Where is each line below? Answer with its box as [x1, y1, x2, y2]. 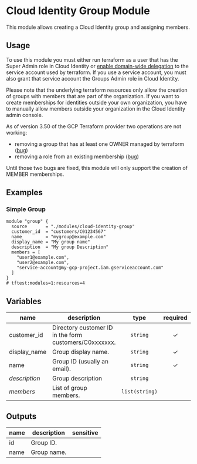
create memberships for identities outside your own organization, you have [6, 99, 188, 106]
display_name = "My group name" [11, 239, 91, 245]
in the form [52, 331, 83, 339]
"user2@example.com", [16, 260, 69, 266]
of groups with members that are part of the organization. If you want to [6, 92, 180, 99]
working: [6, 129, 28, 136]
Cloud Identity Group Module [6, 4, 151, 18]
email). [52, 365, 72, 373]
